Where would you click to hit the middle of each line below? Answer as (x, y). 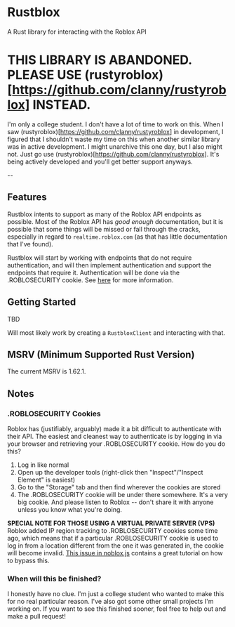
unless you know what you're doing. (70, 509)
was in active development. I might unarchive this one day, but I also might (115, 146)
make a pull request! (37, 616)
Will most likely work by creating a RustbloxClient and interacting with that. (116, 332)
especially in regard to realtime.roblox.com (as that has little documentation (117, 237)
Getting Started (42, 302)
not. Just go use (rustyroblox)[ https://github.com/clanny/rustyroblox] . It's (113, 154)
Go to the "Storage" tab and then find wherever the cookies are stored (119, 487)
